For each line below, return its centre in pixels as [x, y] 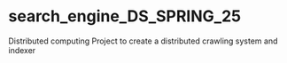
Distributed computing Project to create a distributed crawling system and [143, 41]
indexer [22, 50]
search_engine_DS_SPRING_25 [124, 16]
